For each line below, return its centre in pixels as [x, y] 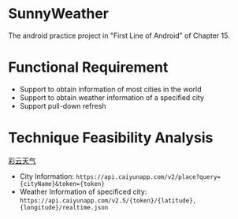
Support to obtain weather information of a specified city [112, 97]
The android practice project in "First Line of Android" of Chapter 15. [119, 35]
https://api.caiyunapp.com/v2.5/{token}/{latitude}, [108, 200]
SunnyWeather [58, 14]
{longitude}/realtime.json [64, 207]
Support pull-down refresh [63, 106]
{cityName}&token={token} [62, 184]
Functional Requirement [88, 67]
